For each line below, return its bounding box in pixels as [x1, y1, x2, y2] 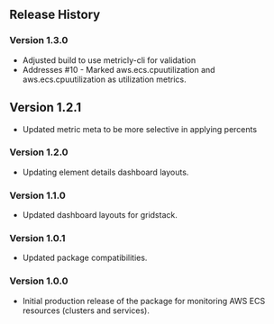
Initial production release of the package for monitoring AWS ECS [22, 295, 266, 306]
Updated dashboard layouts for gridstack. [22, 210, 178, 220]
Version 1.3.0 [9, 34, 68, 47]
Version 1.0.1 [9, 232, 66, 245]
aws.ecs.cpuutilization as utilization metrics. [22, 74, 187, 85]
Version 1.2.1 [9, 100, 82, 115]
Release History [9, 7, 101, 22]
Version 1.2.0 [9, 146, 69, 158]
